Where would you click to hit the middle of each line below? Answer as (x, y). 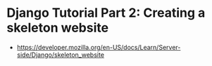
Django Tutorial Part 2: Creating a (106, 13)
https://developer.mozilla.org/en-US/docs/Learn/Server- (99, 47)
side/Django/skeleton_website (61, 55)
